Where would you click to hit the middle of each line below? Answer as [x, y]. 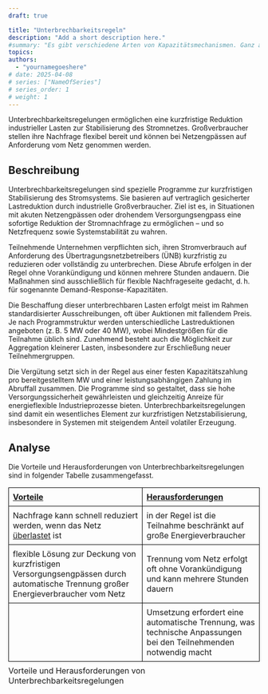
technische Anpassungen [194, 632]
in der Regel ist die [181, 516]
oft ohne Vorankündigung [194, 569]
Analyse [29, 448]
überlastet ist [37, 535]
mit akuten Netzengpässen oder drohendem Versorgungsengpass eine [125, 215]
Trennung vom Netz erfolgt [197, 559]
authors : [23, 60]
